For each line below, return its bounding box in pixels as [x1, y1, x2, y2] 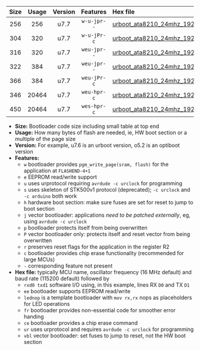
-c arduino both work [23, 192, 77, 199]
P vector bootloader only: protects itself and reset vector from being [23, 231, 190, 238]
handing [23, 313, 44, 320]
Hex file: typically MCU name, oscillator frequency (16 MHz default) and [14, 269, 192, 275]
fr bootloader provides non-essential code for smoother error [23, 307, 176, 314]
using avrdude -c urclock [23, 218, 87, 225]
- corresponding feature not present [23, 262, 113, 269]
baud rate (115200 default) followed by [14, 275, 110, 282]
